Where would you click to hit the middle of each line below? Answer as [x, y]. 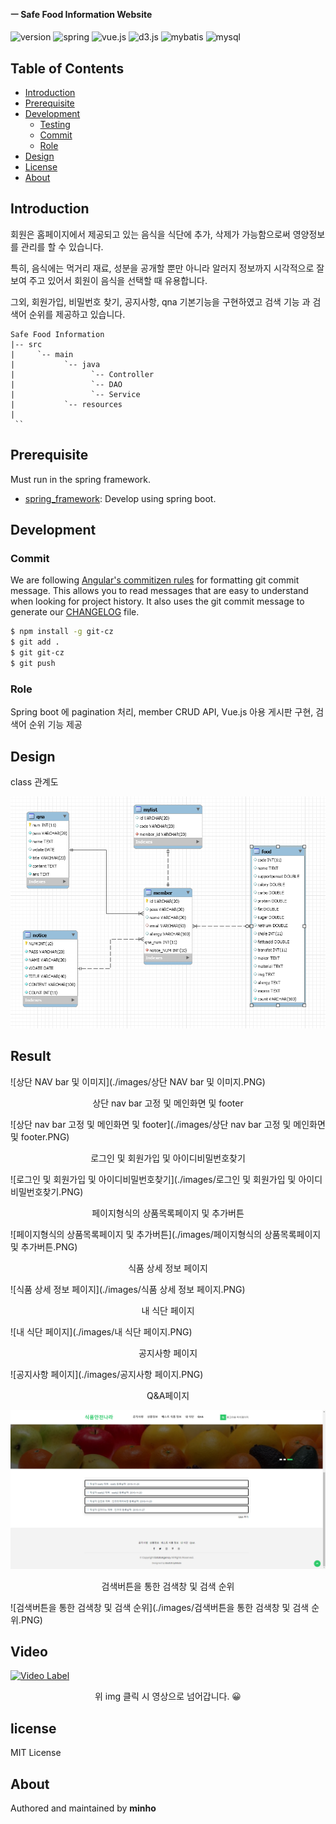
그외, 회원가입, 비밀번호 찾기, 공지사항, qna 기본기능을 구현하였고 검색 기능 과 [160, 301]
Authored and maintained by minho [83, 1808]
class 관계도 [34, 781]
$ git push [33, 663]
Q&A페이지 [168, 1395]
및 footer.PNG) [40, 1136]
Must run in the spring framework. [80, 479]
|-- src [26, 344]
